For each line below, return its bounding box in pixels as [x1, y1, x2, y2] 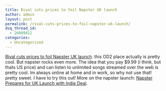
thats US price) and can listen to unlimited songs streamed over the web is [5, 64, 158, 70]
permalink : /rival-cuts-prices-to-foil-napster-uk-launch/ [5, 21, 131, 26]
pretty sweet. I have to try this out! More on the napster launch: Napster [5, 74, 153, 80]
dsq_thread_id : [5, 26, 37, 31]
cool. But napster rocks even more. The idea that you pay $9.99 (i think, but [5, 58, 161, 65]
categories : [5, 35, 30, 40]
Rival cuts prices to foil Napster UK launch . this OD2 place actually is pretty [5, 53, 160, 59]
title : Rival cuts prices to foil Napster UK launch [5, 7, 117, 12]
